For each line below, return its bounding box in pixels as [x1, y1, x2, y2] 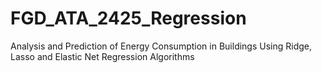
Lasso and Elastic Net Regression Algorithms [10, 50, 195, 62]
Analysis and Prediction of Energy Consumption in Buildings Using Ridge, [10, 40, 313, 52]
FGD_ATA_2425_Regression [10, 7, 247, 30]
